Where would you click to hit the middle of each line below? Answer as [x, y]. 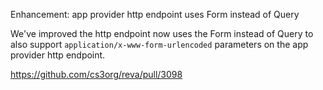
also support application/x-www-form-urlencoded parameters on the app [159, 44]
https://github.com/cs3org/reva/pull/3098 [96, 74]
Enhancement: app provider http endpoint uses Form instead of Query [155, 14]
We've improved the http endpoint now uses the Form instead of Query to [162, 33]
